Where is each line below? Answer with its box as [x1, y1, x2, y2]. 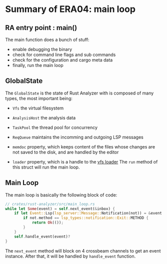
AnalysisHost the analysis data [12, 114, 76, 120]
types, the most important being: [5, 95, 72, 101]
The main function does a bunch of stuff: [5, 36, 89, 42]
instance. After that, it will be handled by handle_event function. [5, 253, 136, 259]
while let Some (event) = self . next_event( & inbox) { [5, 206, 115, 211]
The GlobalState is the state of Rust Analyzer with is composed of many [5, 90, 154, 96]
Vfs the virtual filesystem [12, 105, 64, 111]
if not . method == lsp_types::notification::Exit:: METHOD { [23, 215, 149, 220]
